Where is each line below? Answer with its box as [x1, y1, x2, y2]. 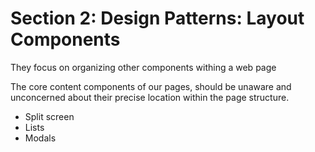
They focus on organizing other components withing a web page [10, 61, 277, 73]
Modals [24, 132, 57, 144]
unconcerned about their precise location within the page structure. [10, 91, 290, 103]
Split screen [24, 110, 75, 122]
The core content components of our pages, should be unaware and [10, 80, 292, 92]
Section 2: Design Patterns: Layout [10, 7, 305, 30]
